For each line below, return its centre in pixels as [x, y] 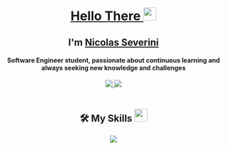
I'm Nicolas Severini [113, 42]
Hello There [106, 16]
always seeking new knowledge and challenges [113, 68]
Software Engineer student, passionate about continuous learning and [113, 60]
